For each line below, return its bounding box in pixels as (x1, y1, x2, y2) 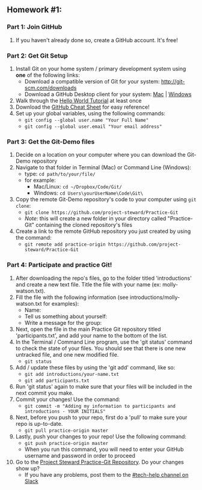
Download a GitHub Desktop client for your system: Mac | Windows (24, 90, 192, 98)
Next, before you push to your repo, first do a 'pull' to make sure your (15, 414, 188, 421)
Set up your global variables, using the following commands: (15, 109, 166, 116)
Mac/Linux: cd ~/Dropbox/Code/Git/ (33, 183, 122, 190)
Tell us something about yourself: (24, 312, 108, 320)
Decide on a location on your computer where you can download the (15, 151, 186, 159)
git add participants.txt (24, 378, 90, 384)
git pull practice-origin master (24, 428, 109, 434)
